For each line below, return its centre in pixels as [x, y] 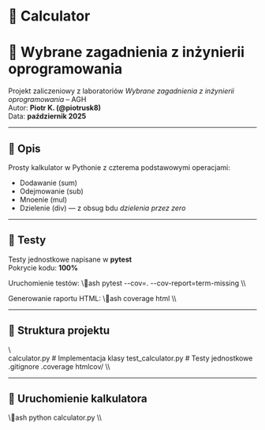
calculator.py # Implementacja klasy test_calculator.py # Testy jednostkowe [131, 358]
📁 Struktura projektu [59, 331]
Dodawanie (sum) [48, 183]
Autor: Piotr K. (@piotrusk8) [54, 108]
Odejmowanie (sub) [52, 191]
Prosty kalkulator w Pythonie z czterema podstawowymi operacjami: [119, 167]
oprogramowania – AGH [47, 100]
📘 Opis [24, 148]
